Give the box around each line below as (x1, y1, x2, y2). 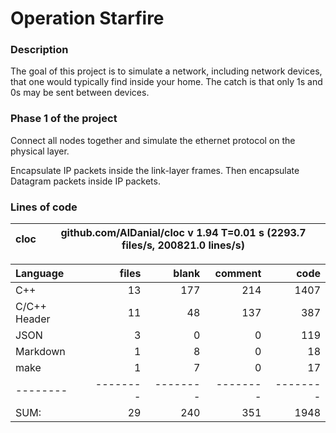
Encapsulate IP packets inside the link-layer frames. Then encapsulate (10, 164, 300, 176)
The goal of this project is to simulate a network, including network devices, (10, 65, 323, 77)
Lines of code (10, 200, 78, 214)
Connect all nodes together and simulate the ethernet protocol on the (10, 134, 296, 146)
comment (214, 267, 262, 281)
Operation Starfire (10, 7, 165, 30)
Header (15, 312, 51, 326)
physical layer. (10, 145, 70, 157)
